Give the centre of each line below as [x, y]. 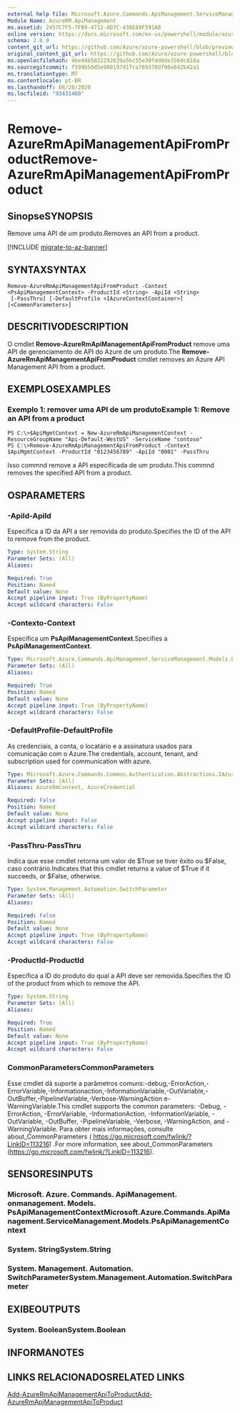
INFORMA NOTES [46, 1353]
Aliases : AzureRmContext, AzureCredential [71, 788]
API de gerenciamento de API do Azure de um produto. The [94, 352]
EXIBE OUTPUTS [44, 1310]
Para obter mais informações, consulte [116, 1129]
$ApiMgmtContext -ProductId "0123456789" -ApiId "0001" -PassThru [108, 452]
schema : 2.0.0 [29, 41]
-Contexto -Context [41, 623]
